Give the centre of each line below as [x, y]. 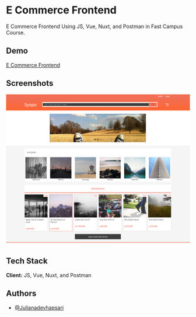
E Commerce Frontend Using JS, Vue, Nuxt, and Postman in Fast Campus [94, 26]
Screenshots [30, 83]
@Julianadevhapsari [39, 308]
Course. [15, 32]
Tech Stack [27, 261]
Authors [21, 293]
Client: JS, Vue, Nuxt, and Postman [49, 275]
